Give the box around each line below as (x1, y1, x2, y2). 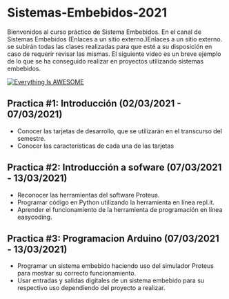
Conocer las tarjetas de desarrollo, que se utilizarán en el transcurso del (17, 126, 223, 135)
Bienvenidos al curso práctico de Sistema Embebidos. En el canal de (7, 28, 202, 36)
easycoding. (17, 213, 53, 221)
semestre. (17, 134, 46, 142)
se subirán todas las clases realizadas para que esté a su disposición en (7, 42, 212, 50)
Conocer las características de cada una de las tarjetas (17, 142, 175, 150)
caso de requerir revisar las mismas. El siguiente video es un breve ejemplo (7, 50, 221, 58)
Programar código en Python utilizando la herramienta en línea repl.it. (17, 198, 215, 206)
